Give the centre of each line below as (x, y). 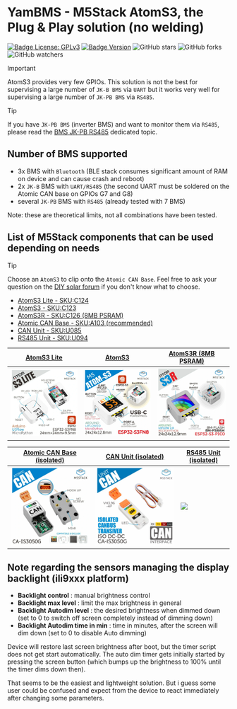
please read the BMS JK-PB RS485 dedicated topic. (82, 132)
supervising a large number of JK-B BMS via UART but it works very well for (114, 89)
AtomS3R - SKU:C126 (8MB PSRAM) (71, 315)
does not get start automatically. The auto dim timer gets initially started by (116, 655)
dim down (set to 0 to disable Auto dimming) (82, 633)
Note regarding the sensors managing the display (119, 567)
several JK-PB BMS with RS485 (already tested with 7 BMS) (101, 201)
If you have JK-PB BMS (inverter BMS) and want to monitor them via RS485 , (114, 124)
